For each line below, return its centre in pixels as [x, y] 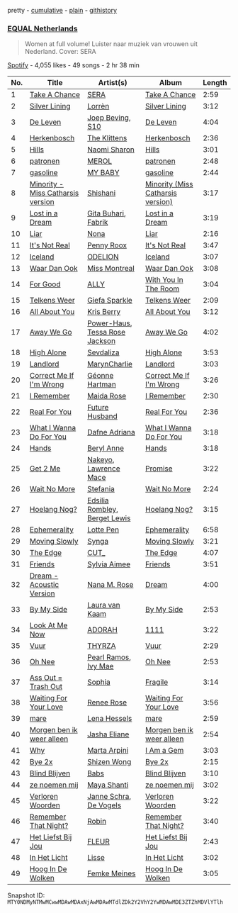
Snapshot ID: [26, 895]
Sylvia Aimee [109, 564]
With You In [164, 280]
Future [98, 408]
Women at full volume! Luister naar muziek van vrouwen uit [111, 44]
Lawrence [104, 469]
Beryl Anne [106, 448]
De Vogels [104, 805]
